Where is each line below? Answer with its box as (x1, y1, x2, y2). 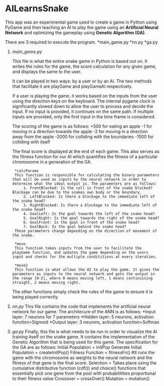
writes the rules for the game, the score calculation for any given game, (12, 63, 157, 69)
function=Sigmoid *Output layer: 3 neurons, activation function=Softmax (12, 319, 160, 325)
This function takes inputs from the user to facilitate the (14, 246, 142, 250)
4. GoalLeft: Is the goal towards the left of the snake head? (23, 211, 155, 216)
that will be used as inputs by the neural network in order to (12, 177, 146, 182)
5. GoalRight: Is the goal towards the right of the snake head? (23, 216, 160, 221)
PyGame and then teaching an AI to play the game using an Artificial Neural (5, 24, 159, 30)
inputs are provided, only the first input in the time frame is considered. (12, 113, 156, 119)
